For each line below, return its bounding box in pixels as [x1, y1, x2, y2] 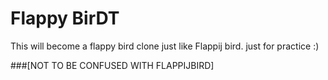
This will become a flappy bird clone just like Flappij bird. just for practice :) [10, 40, 320, 52]
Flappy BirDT [10, 7, 120, 30]
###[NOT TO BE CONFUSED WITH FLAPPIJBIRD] [10, 59, 215, 71]
